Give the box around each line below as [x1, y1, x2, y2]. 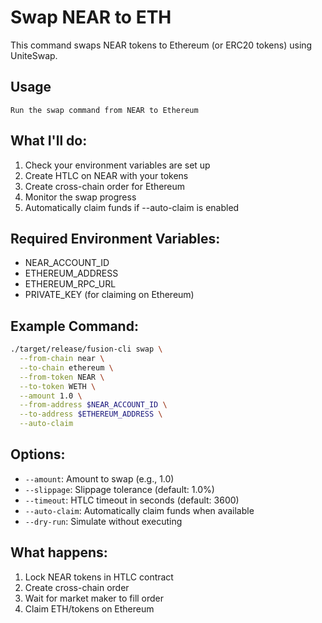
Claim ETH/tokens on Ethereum [24, 602, 155, 615]
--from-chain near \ [19, 354, 105, 364]
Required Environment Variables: [10, 230, 221, 247]
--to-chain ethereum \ [19, 362, 114, 373]
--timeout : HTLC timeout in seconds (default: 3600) [24, 494, 240, 506]
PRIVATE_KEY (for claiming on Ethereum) [24, 289, 195, 301]
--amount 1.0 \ [19, 391, 83, 401]
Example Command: [10, 317, 139, 335]
